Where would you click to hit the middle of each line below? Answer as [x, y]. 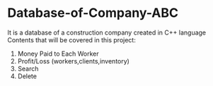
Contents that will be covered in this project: [71, 39]
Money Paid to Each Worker [58, 54]
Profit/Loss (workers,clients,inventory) [73, 61]
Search [28, 68]
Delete [27, 76]
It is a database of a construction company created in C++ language [107, 32]
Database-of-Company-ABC [93, 13]
